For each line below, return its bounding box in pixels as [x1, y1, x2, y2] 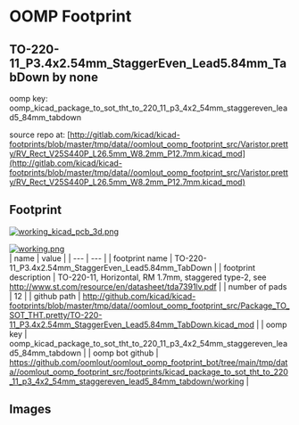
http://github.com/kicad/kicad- [82, 290, 196, 301]
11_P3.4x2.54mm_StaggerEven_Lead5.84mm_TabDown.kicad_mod [9, 319, 254, 330]
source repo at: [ [9, 129, 71, 140]
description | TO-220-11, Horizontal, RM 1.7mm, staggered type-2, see [9, 272, 267, 282]
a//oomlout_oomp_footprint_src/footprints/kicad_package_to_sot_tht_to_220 [9, 366, 288, 377]
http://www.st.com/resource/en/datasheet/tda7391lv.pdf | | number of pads [9, 281, 287, 291]
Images [9, 402, 52, 417]
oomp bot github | [92, 347, 159, 358]
